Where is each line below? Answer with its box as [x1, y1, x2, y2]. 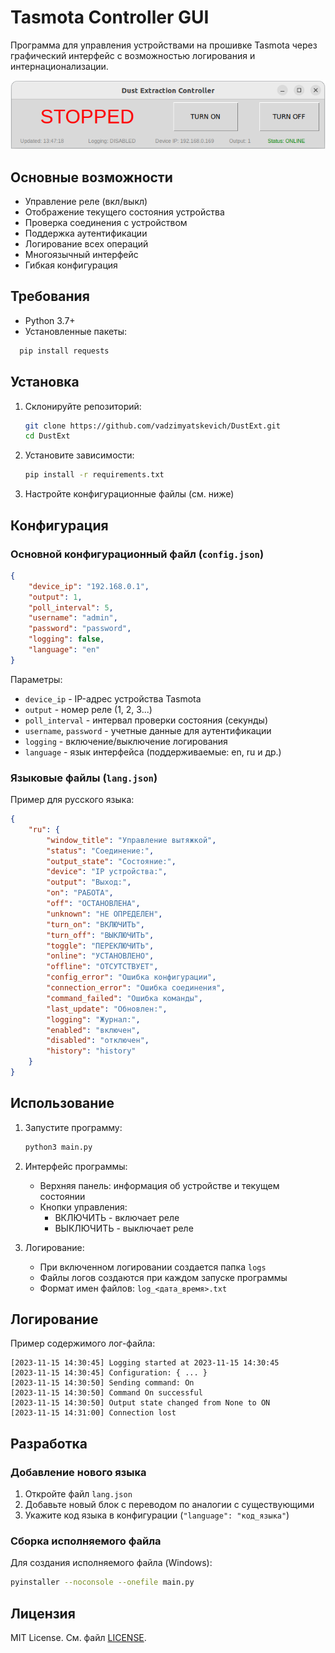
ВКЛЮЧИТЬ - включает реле [54, 1211, 180, 1223]
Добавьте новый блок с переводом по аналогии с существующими [24, 1499, 315, 1511]
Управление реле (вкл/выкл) [24, 196, 148, 208]
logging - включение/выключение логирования [24, 735, 228, 747]
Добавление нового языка [10, 1465, 147, 1479]
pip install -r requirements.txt [24, 470, 165, 480]
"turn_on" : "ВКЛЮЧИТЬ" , [46, 919, 145, 930]
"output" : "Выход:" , [46, 877, 132, 888]
